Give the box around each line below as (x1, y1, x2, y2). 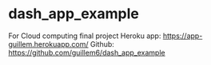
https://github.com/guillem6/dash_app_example (8, 48, 165, 57)
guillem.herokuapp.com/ (8, 39, 90, 48)
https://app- (162, 31, 203, 40)
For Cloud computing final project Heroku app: (8, 31, 161, 40)
